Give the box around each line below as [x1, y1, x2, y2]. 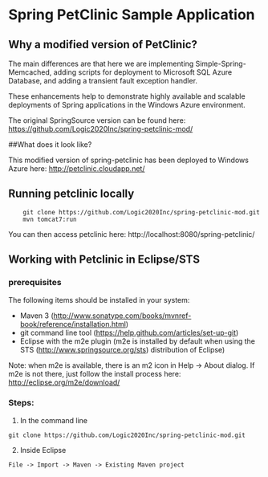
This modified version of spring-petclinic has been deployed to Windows [8, 155, 249, 165]
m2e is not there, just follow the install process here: [8, 369, 181, 378]
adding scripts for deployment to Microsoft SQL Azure [53, 67, 233, 77]
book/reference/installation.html [19, 319, 127, 328]
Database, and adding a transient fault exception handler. [8, 76, 198, 85]
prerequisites [8, 277, 62, 288]
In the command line [19, 415, 88, 425]
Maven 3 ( [19, 311, 54, 320]
